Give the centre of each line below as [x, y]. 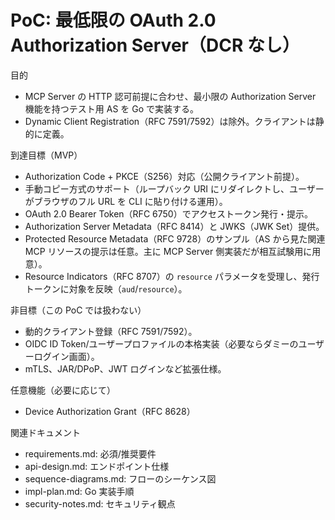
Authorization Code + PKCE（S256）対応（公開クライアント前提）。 [164, 176]
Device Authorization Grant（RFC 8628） [110, 411]
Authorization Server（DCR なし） [155, 45]
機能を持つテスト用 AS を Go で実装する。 [112, 108]
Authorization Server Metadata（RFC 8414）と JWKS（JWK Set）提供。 [174, 226]
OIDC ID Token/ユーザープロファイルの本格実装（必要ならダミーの [161, 343]
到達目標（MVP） [46, 155]
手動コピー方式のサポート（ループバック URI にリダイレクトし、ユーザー [174, 188]
